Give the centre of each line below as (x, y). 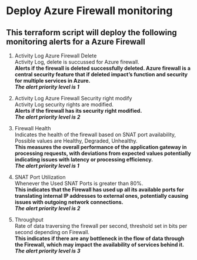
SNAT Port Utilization (40, 177)
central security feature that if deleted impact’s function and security (101, 74)
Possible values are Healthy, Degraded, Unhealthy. (76, 141)
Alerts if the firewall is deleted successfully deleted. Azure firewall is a (103, 68)
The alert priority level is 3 (47, 251)
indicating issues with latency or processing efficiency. (84, 159)
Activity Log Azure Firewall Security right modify (73, 98)
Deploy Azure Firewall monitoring (89, 11)
